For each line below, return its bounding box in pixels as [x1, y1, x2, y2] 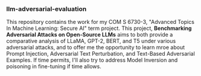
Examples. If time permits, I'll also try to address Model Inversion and [6, 56, 178, 64]
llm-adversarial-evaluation [6, 5, 87, 13]
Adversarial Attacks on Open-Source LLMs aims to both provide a [6, 31, 173, 38]
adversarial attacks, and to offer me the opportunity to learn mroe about [6, 44, 185, 51]
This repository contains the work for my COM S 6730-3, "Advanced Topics [6, 19, 195, 26]
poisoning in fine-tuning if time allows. [6, 63, 101, 70]
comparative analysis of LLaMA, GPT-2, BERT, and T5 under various [6, 38, 176, 45]
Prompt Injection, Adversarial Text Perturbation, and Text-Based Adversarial [6, 50, 195, 57]
